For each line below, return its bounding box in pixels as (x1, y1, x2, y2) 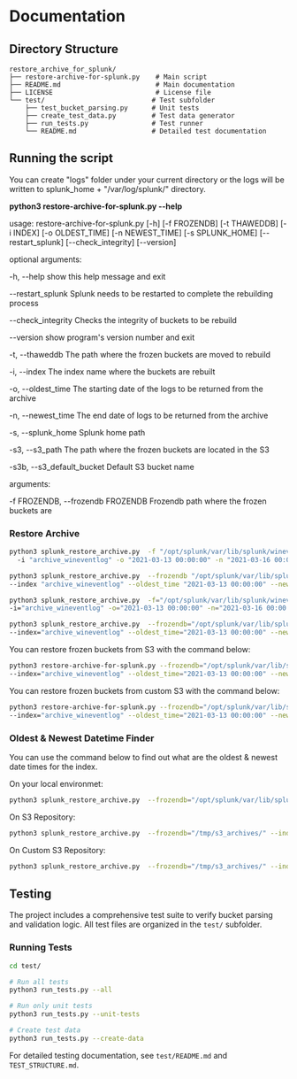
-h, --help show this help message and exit (9, 271, 166, 281)
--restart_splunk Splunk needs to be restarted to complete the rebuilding (9, 288, 274, 298)
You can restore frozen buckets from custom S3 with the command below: (9, 685, 280, 696)
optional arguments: (9, 254, 82, 265)
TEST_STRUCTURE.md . (9, 1060, 80, 1070)
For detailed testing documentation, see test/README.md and (9, 1050, 228, 1060)
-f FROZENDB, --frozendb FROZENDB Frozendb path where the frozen (9, 496, 267, 506)
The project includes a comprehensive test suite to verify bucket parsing (9, 910, 274, 921)
